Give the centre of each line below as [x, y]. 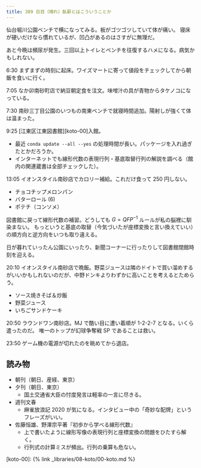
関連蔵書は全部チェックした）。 [63, 166]
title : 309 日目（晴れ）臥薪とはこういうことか [59, 12]
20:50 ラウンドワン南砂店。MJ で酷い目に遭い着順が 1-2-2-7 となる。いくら [100, 323]
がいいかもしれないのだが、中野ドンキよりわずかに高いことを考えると [93, 275]
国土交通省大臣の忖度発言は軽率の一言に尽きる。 [84, 395]
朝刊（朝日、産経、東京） [46, 380]
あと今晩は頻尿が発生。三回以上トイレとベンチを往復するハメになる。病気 [98, 50]
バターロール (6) [35, 199]
